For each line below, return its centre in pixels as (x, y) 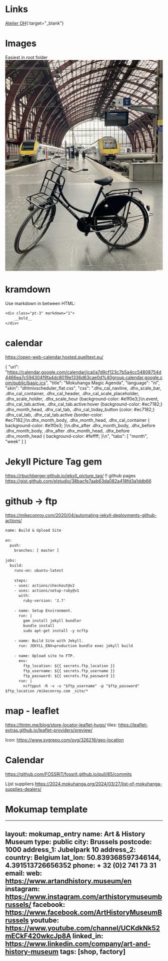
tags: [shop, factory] (93, 952)
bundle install (39, 626)
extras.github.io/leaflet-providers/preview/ (49, 730)
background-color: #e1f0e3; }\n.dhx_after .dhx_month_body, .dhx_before (80, 425)
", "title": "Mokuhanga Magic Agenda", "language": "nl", (103, 383)
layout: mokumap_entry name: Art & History (75, 834)
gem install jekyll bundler (52, 621)
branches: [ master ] (36, 550)
